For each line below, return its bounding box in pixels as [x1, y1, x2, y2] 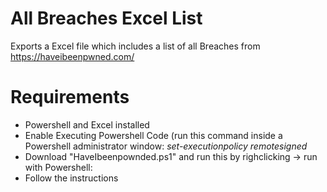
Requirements [10, 86, 130, 109]
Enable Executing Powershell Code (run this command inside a [24, 129, 283, 141]
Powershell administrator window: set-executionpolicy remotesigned [24, 140, 308, 152]
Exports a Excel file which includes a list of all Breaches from [10, 40, 261, 52]
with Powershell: [24, 161, 93, 173]
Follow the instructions [24, 172, 119, 184]
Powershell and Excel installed [24, 118, 150, 131]
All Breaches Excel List [10, 7, 203, 30]
